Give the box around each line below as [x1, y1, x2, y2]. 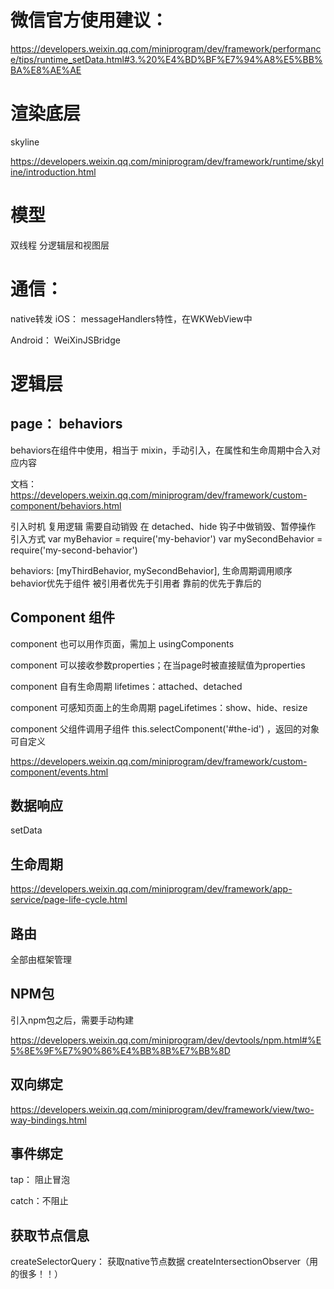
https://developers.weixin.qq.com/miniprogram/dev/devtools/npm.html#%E [10, 1034, 322, 1046]
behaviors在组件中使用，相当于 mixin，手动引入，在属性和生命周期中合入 [10, 444, 312, 456]
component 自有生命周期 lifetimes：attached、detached [10, 680, 243, 692]
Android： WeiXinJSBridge [10, 334, 121, 346]
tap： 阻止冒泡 [10, 1174, 71, 1186]
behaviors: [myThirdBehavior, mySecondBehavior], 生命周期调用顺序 [10, 564, 293, 576]
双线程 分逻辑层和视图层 [10, 239, 110, 251]
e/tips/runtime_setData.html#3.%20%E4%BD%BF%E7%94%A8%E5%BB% [10, 53, 323, 65]
